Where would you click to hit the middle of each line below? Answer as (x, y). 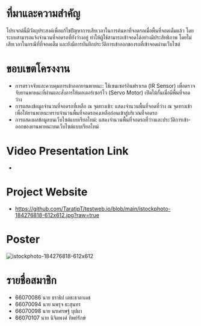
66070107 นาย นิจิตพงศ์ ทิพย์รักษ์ (50, 318)
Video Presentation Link (67, 151)
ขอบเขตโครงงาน (38, 69)
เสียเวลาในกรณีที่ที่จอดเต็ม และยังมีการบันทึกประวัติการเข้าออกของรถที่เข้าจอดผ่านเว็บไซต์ (93, 44)
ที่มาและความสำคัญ (43, 14)
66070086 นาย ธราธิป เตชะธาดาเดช (53, 297)
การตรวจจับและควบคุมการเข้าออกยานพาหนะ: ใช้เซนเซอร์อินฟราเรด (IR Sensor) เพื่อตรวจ (105, 85)
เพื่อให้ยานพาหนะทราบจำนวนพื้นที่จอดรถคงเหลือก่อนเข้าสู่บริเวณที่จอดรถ (86, 112)
